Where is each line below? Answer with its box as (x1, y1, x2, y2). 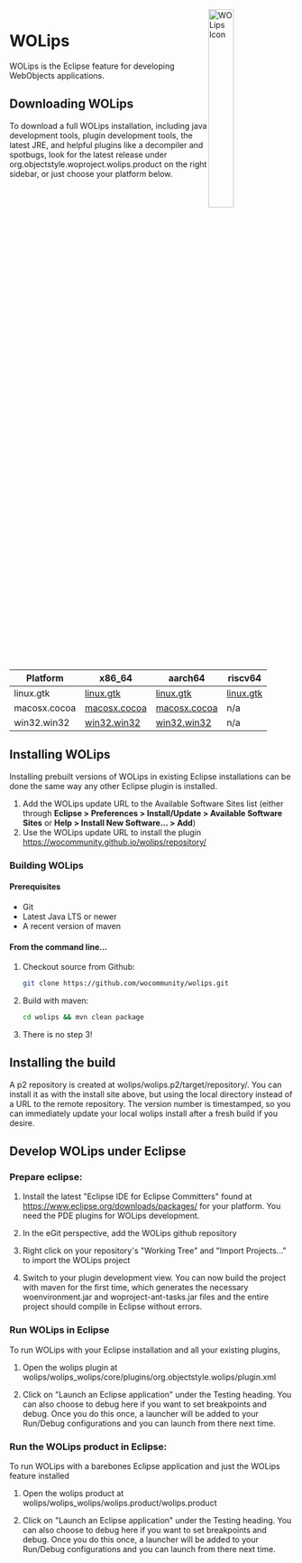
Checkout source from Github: (22, 962, 135, 972)
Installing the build (9, 1056, 116, 1071)
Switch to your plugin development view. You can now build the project (22, 1272, 287, 1283)
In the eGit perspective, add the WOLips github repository (22, 1228, 237, 1239)
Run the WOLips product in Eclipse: (9, 1440, 168, 1453)
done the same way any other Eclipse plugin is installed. (9, 780, 218, 791)
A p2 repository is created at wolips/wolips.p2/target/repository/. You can (9, 1079, 282, 1090)
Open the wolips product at (22, 1487, 124, 1498)
